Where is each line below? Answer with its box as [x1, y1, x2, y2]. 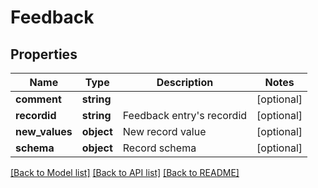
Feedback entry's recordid [122, 109, 248, 122]
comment [15, 92, 62, 106]
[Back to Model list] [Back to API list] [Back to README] [10, 167, 240, 178]
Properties [10, 46, 78, 63]
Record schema [122, 141, 197, 155]
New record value [122, 125, 207, 138]
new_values [15, 125, 73, 138]
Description [156, 76, 214, 89]
